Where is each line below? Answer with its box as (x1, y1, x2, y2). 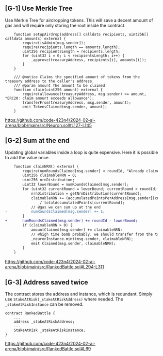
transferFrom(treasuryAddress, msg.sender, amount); (22, 100, 131, 105)
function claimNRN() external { (14, 164, 79, 169)
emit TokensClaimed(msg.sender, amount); (22, 104, 108, 109)
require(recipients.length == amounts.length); (22, 44, 120, 50)
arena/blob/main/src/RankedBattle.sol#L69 (5, 346, 91, 352)
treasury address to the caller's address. (5, 78, 95, 84)
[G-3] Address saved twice (5, 278, 88, 286)
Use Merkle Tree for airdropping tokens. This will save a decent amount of (5, 17, 153, 23)
